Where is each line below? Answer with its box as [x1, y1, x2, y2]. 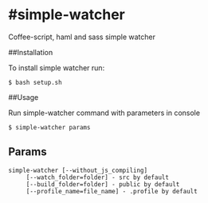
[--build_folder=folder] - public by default [26, 180, 180, 189]
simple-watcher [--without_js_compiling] [8, 166, 148, 174]
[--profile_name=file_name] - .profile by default [26, 187, 198, 195]
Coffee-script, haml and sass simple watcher [8, 32, 156, 42]
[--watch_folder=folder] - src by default [26, 173, 170, 181]
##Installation [8, 47, 53, 57]
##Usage [8, 92, 39, 101]
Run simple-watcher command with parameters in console [8, 108, 201, 117]
